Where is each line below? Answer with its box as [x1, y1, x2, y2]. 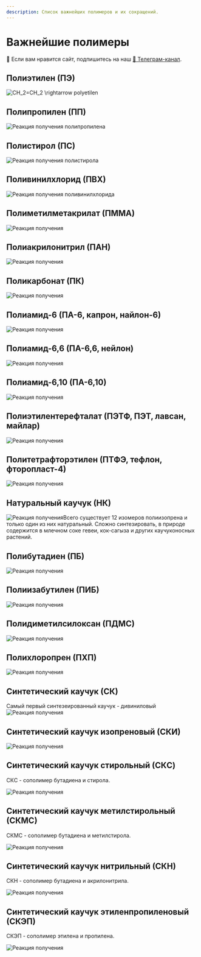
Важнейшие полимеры [6, 35, 129, 49]
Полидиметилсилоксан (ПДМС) [6, 619, 135, 629]
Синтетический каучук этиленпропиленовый [6, 906, 189, 917]
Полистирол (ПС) [6, 141, 76, 151]
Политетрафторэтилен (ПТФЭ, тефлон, [6, 454, 163, 465]
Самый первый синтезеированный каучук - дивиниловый [6, 702, 157, 710]
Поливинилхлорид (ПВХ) [6, 174, 106, 185]
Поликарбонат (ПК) [6, 275, 85, 286]
